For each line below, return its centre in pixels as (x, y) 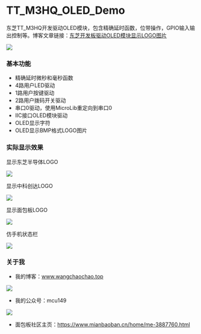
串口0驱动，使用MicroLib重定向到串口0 (63, 108)
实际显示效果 (25, 148)
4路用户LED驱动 (35, 85)
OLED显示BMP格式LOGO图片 (51, 130)
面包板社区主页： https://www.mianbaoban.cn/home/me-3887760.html (103, 324)
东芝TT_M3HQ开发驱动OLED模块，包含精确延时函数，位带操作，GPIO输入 (98, 28)
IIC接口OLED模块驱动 (41, 115)
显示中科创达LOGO (29, 186)
